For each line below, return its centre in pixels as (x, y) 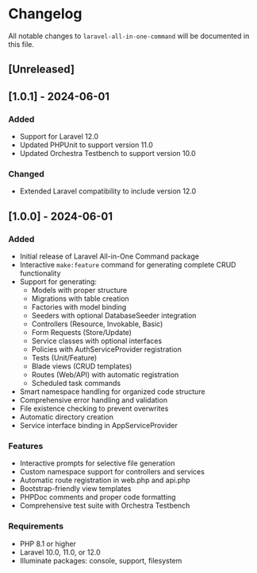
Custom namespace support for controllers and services (112, 472)
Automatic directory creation (66, 417)
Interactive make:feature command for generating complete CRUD (128, 265)
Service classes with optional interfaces (97, 341)
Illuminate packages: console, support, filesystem (101, 560)
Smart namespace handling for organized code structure (112, 392)
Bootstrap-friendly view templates (75, 489)
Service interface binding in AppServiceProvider (99, 425)
